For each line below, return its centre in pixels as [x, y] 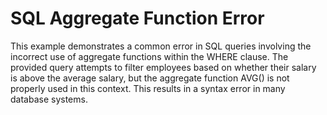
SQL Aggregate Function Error [137, 18]
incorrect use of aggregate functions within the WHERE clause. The [149, 56]
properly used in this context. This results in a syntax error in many [148, 88]
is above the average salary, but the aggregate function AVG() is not [150, 78]
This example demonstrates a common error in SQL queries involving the [161, 46]
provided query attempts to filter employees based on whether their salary [163, 67]
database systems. [49, 99]
